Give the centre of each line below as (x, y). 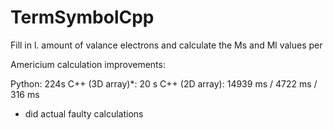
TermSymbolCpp (82, 17)
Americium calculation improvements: (88, 64)
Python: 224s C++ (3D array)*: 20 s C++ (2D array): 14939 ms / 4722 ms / (164, 83)
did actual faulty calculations (84, 113)
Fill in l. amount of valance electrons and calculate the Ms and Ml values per (166, 45)
